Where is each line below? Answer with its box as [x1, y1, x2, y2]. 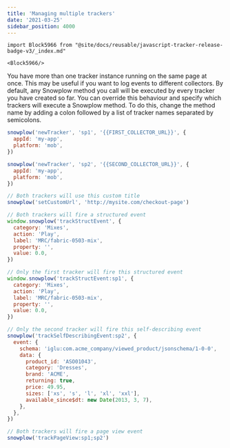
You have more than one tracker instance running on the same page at [7, 72, 207, 80]
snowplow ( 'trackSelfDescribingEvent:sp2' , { [7, 332, 137, 339]
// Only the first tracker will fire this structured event [7, 269, 184, 276]
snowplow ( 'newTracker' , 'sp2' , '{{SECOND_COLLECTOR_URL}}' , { [7, 161, 189, 167]
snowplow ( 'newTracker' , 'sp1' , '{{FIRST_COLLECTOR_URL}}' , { [7, 129, 187, 136]
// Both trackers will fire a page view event [7, 428, 143, 435]
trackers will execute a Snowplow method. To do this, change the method [7, 101, 216, 110]
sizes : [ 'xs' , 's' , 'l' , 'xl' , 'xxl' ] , [25, 390, 140, 397]
